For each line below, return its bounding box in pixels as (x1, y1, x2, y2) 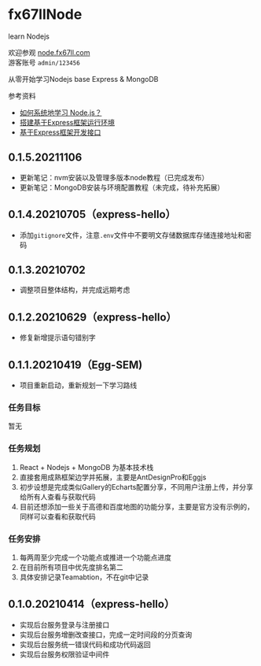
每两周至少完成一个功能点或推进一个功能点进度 (19, 553, 171, 562)
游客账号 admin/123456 (8, 57, 80, 67)
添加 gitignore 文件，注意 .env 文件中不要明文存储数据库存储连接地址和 (19, 230, 245, 239)
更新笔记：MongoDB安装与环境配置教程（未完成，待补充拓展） (19, 183, 225, 192)
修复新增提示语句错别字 (19, 333, 96, 342)
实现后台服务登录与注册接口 (19, 620, 110, 629)
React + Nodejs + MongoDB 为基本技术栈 (19, 462, 154, 472)
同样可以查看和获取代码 (19, 512, 96, 521)
